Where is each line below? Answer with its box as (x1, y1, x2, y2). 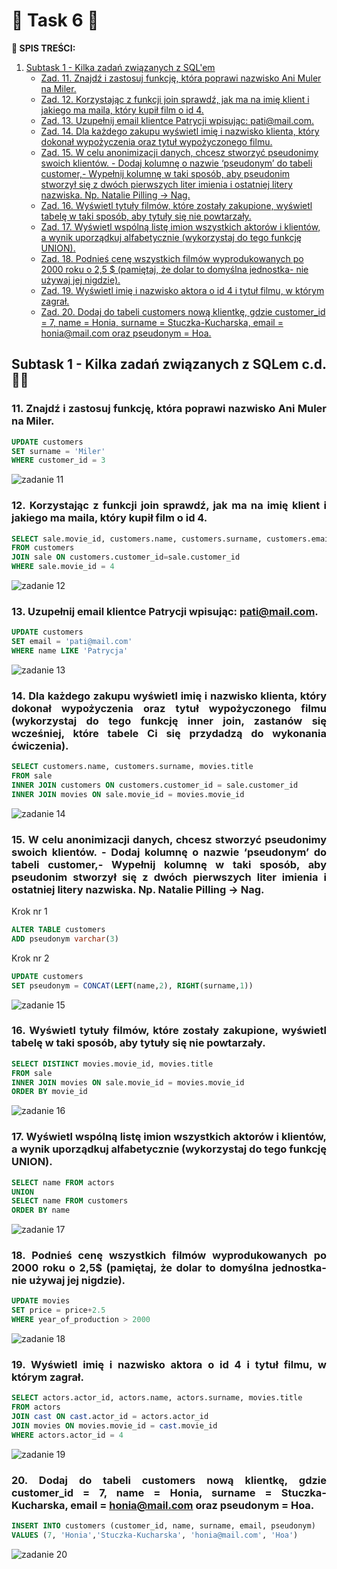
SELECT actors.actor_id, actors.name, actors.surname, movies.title (11, 1393, 303, 1403)
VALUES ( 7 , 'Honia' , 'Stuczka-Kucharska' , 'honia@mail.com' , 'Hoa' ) (11, 1530, 299, 1540)
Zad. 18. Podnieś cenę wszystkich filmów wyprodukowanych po (40, 252, 304, 264)
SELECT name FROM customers (11, 1196, 129, 1206)
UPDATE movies (11, 1296, 71, 1306)
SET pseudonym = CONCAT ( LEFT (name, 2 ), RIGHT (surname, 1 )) (11, 980, 254, 991)
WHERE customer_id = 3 (11, 455, 106, 466)
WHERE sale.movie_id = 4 (11, 562, 115, 572)
